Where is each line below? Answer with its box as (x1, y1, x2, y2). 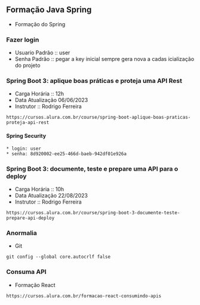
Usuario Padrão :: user (14, 49, 70, 56)
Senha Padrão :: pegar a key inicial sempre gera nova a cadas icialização (14, 56, 195, 63)
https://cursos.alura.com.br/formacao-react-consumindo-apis (6, 292, 162, 299)
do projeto (14, 62, 41, 69)
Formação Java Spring (6, 5, 92, 15)
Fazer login (6, 35, 39, 44)
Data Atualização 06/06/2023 (14, 97, 88, 104)
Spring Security (6, 133, 47, 139)
